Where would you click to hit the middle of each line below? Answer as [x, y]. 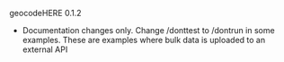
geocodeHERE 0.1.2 [46, 13]
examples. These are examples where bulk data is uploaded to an [144, 40]
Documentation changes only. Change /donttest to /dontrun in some [149, 30]
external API [45, 49]
